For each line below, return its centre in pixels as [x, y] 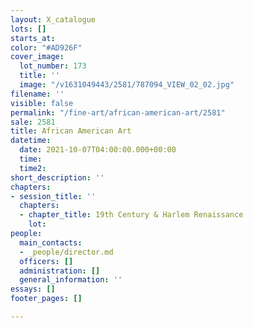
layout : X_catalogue [53, 19]
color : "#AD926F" [46, 47]
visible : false [42, 103]
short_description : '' [57, 177]
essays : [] [33, 289]
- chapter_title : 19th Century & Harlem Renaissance [131, 215]
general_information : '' [71, 280]
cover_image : [37, 57]
